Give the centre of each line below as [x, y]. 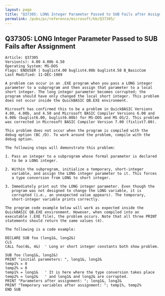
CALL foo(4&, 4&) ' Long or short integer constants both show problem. [82, 247]
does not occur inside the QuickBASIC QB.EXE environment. [67, 101]
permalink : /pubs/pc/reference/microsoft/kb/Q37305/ [60, 19]
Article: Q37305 [22, 58]
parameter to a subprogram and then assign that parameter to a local [79, 88]
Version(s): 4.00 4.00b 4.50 [35, 62]
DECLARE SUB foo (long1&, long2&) [41, 238]
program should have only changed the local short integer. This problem [82, 96]
